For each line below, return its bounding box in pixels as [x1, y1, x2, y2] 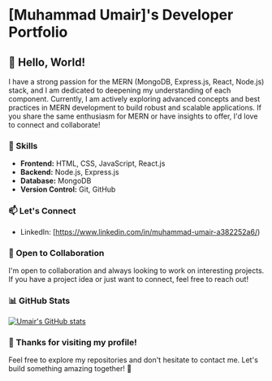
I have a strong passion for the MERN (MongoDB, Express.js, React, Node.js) [8, 77, 265, 86]
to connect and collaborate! [8, 120, 101, 129]
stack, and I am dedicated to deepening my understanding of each [8, 85, 231, 95]
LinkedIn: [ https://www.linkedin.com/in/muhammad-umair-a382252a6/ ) [19, 227, 261, 236]
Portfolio [8, 23, 68, 41]
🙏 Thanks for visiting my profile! [8, 337, 138, 349]
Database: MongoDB [19, 176, 92, 186]
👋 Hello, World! [8, 55, 86, 69]
